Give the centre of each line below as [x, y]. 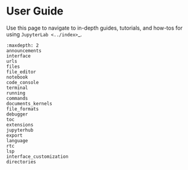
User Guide [35, 11]
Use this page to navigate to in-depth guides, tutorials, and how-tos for [94, 28]
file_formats [23, 109]
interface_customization [37, 156]
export [14, 135]
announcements [24, 51]
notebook [17, 77]
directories [21, 162]
